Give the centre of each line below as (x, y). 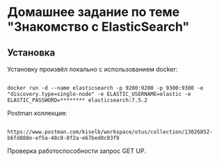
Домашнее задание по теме (94, 12)
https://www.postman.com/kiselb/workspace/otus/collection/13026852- (110, 132)
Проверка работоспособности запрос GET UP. (76, 151)
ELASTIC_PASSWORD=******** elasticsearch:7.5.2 (78, 100)
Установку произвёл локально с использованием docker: (92, 69)
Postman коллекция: (37, 113)
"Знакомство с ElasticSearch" (98, 27)
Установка (31, 52)
